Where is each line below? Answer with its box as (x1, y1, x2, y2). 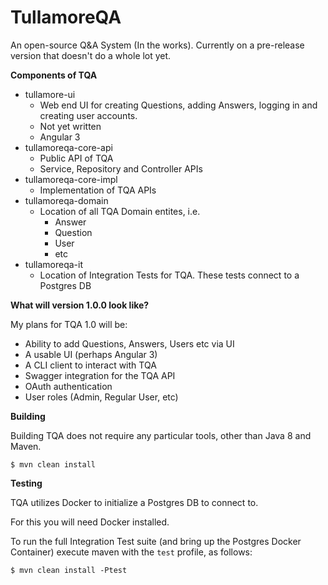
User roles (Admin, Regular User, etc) (24, 391, 179, 403)
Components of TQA (10, 69, 98, 81)
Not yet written (39, 120, 102, 132)
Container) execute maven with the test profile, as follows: (10, 546, 253, 558)
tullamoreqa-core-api (24, 141, 113, 153)
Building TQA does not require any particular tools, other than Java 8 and (10, 429, 312, 441)
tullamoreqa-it (24, 258, 83, 270)
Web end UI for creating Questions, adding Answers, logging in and (39, 99, 318, 111)
